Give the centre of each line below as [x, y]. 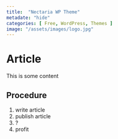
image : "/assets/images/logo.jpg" [50, 29]
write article [30, 110]
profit [22, 129]
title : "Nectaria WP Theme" [43, 12]
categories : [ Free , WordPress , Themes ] [60, 23]
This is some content [33, 76]
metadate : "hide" [28, 18]
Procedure [27, 95]
